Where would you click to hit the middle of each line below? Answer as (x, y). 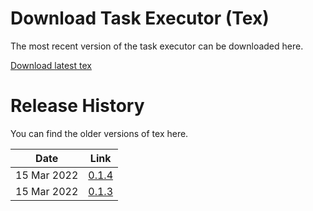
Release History (77, 106)
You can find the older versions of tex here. (99, 133)
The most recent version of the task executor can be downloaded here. (157, 46)
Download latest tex (51, 65)
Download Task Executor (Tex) (140, 18)
